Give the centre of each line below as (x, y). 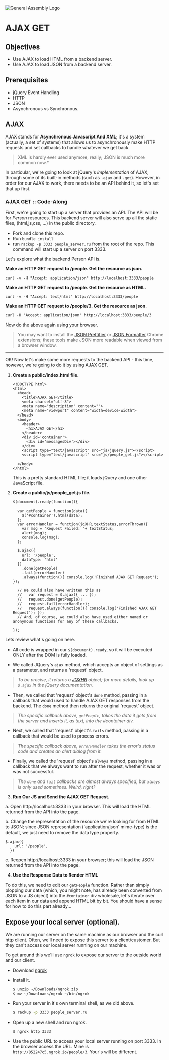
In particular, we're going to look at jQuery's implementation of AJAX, (77, 172)
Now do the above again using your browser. (52, 325)
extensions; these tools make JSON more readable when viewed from (90, 340)
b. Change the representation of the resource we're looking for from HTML (82, 821)
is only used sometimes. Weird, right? (56, 787)
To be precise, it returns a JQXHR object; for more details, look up (86, 679)
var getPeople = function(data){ (52, 511)
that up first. (18, 188)
